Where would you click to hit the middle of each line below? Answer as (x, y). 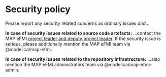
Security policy (38, 9)
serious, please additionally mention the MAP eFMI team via (68, 44)
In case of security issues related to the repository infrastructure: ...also (83, 59)
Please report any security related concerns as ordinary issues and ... (77, 23)
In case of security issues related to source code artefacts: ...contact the (83, 33)
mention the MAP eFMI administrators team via (54, 64)
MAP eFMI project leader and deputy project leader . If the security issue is (83, 38)
